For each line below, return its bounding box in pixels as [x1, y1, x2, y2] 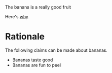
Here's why [5, 14, 29, 19]
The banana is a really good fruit [5, 4, 72, 10]
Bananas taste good [12, 57, 53, 63]
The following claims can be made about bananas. [5, 47, 108, 53]
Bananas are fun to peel [12, 62, 61, 68]
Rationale [5, 31, 45, 42]
